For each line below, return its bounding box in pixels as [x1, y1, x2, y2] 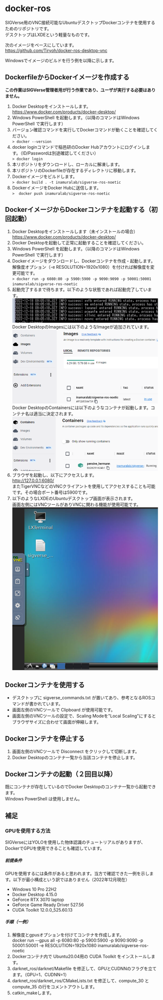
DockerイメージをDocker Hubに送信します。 [12, 185, 101, 190]
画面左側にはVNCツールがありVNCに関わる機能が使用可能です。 [12, 501, 141, 508]
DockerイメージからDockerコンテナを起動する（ [5, 206, 151, 214]
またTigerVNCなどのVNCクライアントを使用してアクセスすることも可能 [12, 483, 156, 489]
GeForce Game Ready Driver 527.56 [12, 902, 84, 908]
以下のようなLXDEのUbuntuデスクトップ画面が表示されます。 [12, 496, 135, 501]
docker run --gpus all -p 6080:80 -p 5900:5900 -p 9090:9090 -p [12, 937, 144, 943]
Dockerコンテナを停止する [5, 735, 85, 743]
